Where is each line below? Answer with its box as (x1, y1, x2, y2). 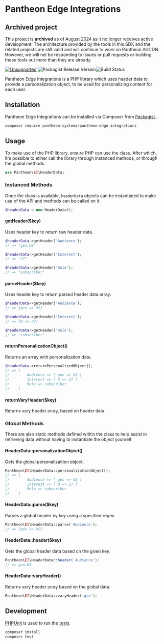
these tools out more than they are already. (5, 57, 92, 62)
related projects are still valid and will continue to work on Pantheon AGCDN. (5, 47, 160, 52)
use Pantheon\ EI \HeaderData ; (5, 170, 65, 175)
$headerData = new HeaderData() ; (5, 207, 73, 212)
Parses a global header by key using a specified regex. (5, 513, 116, 519)
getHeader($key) (5, 218, 41, 224)
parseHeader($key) (5, 280, 46, 286)
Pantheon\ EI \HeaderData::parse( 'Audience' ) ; (5, 522, 97, 527)
